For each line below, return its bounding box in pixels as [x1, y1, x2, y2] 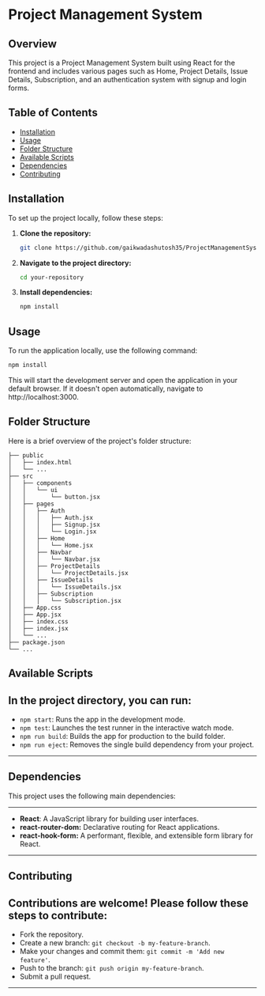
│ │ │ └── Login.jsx [8, 528, 97, 536]
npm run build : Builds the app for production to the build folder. [19, 731, 226, 740]
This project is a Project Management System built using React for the [8, 58, 235, 67]
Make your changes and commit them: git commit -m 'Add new [19, 946, 225, 956]
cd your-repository [19, 273, 84, 282]
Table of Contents [8, 106, 99, 119]
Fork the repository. [19, 930, 84, 939]
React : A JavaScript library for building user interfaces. [19, 813, 200, 824]
